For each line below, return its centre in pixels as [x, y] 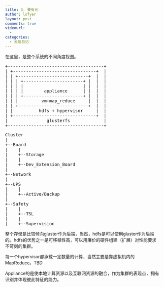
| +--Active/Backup [33, 194]
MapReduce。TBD [24, 263]
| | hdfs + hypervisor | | [56, 111]
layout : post [18, 19]
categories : [17, 38]
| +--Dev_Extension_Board [40, 164]
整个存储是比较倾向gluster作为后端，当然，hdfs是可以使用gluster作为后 [78, 234]
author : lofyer [21, 14]
